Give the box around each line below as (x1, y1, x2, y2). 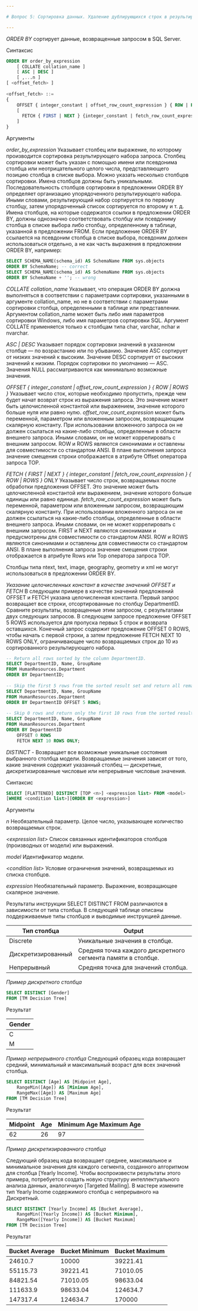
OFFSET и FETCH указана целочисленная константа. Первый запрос (6, 593, 180, 601)
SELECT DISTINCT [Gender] (6, 990, 70, 996)
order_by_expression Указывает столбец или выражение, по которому (6, 146, 181, 153)
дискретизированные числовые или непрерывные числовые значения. (6, 767, 187, 774)
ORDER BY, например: (6, 246, 62, 254)
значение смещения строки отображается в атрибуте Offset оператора (6, 453, 187, 460)
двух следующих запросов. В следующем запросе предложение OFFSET (6, 612, 192, 619)
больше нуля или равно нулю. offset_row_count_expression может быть (6, 408, 186, 416)
